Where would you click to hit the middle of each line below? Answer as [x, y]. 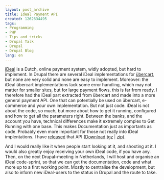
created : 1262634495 [26, 19]
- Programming [20, 28]
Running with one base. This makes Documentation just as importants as [78, 127]
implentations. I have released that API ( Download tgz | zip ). [65, 137]
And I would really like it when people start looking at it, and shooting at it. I [81, 146]
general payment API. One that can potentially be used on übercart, [73, 101]
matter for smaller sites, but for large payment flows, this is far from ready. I [81, 90]
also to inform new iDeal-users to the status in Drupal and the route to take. [81, 173]
